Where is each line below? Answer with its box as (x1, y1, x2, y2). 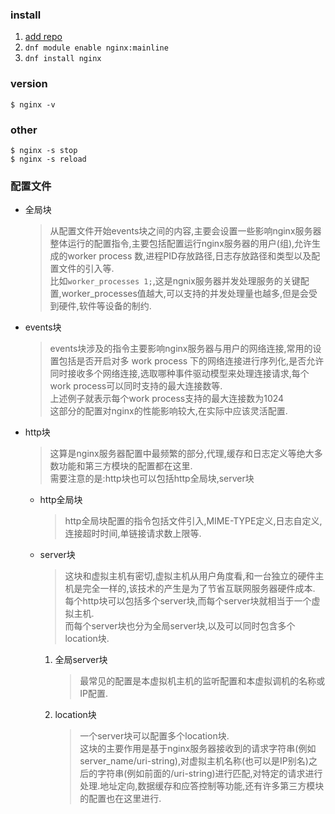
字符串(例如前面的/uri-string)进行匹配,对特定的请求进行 (97, 768, 323, 780)
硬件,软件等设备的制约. (58, 300, 152, 312)
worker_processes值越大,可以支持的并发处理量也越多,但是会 (61, 288, 309, 300)
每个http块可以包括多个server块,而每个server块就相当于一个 (64, 595, 312, 607)
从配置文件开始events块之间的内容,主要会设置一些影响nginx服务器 (49, 225, 322, 237)
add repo (24, 31, 63, 43)
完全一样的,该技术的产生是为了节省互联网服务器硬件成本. (82, 583, 316, 595)
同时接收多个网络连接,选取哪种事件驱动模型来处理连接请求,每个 (49, 368, 310, 380)
